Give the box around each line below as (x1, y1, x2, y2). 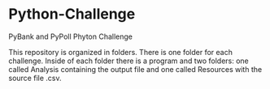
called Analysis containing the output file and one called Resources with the (8, 64, 263, 74)
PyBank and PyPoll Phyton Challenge (8, 32, 133, 41)
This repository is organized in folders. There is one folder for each (8, 47, 233, 57)
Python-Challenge (8, 5, 136, 23)
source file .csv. (8, 73, 62, 83)
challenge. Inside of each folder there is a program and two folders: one (8, 56, 250, 66)
